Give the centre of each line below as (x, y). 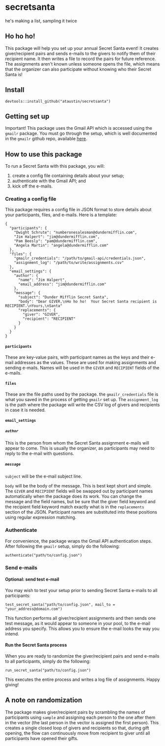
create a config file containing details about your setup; (68, 176)
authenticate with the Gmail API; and (49, 181)
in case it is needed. (25, 410)
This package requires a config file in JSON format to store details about (78, 210)
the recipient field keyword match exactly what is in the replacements (75, 507)
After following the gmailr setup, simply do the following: (63, 546)
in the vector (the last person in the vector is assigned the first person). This (82, 722)
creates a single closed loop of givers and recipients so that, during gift (77, 728)
